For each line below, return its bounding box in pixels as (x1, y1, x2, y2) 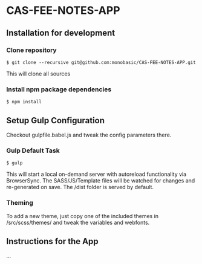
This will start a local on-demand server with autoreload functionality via (6, 170, 187, 178)
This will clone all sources (6, 70, 71, 77)
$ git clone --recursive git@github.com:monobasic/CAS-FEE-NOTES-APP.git (6, 59, 197, 65)
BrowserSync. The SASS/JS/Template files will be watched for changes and (6, 177, 195, 184)
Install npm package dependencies (6, 85, 112, 94)
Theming (6, 199, 33, 207)
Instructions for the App (6, 236, 99, 246)
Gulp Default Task (6, 146, 60, 155)
